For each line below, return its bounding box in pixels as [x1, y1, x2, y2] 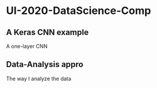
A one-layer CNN [6, 43, 48, 50]
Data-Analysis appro [6, 59, 83, 69]
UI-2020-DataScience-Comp [6, 4, 151, 17]
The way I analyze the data [6, 75, 72, 82]
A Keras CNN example [6, 27, 89, 37]
